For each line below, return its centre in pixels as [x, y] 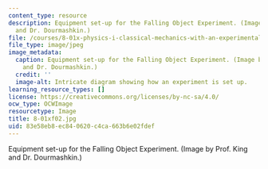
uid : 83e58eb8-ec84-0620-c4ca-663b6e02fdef [82, 126]
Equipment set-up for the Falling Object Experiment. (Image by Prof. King [128, 148]
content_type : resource [48, 15]
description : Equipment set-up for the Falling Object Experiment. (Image [135, 23]
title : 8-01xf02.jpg [43, 119]
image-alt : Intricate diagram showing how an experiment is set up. [132, 82]
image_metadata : [35, 52]
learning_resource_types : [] [57, 89]
